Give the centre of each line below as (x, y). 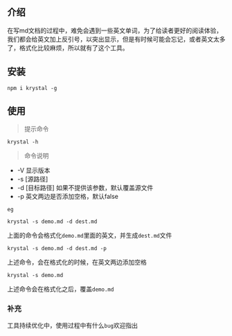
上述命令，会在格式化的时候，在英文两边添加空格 (77, 263)
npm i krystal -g (32, 88)
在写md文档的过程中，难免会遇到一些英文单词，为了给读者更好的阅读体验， (115, 30)
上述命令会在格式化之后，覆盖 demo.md (61, 289)
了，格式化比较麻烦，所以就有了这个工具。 (68, 48)
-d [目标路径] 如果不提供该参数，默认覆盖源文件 (85, 188)
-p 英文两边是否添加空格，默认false (68, 197)
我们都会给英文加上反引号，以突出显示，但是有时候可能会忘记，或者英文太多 (116, 39)
